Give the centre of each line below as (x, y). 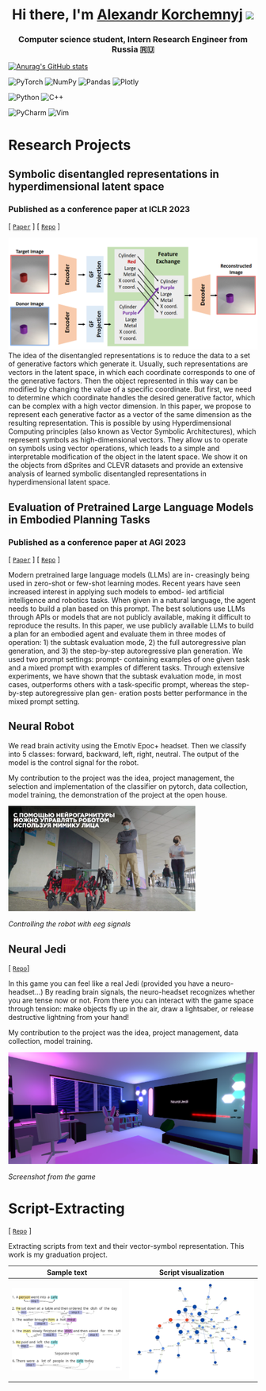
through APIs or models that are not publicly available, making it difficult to (130, 616)
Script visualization (192, 1272)
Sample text (67, 1272)
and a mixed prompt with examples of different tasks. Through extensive (127, 667)
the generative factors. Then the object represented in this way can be (123, 381)
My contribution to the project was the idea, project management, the (122, 778)
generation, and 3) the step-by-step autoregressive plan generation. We (125, 651)
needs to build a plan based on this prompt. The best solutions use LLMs (127, 609)
